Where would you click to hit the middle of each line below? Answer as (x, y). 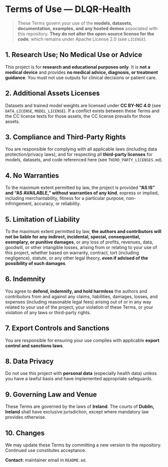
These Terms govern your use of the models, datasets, (75, 23)
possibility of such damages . (36, 263)
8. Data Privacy (30, 362)
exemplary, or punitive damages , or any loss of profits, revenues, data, (79, 242)
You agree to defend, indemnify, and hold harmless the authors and (76, 291)
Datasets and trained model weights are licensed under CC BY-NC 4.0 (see (83, 105)
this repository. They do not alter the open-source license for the (86, 34)
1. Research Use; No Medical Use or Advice (74, 55)
